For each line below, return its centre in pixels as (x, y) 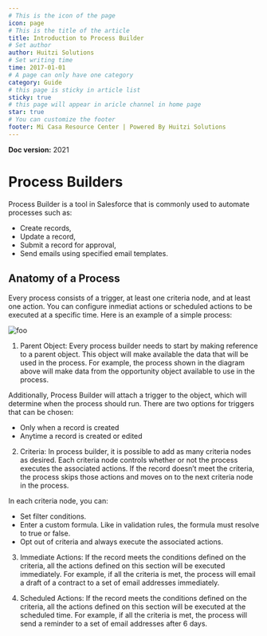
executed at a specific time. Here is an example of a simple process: (120, 314)
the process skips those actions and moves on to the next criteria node (136, 476)
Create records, (45, 227)
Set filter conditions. (53, 516)
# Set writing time (41, 61)
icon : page (26, 23)
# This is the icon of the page (62, 16)
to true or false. (45, 533)
